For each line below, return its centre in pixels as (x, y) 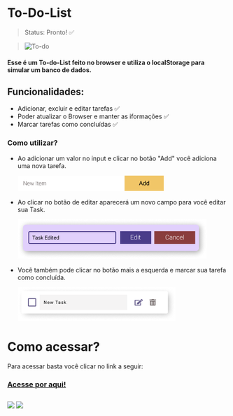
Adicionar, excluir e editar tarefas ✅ (69, 109)
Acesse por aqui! (37, 384)
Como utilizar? (33, 143)
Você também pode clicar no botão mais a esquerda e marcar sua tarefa (122, 270)
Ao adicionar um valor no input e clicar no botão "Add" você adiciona (117, 158)
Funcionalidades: (46, 91)
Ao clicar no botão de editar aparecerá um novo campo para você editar (121, 202)
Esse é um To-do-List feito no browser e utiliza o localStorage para (106, 62)
